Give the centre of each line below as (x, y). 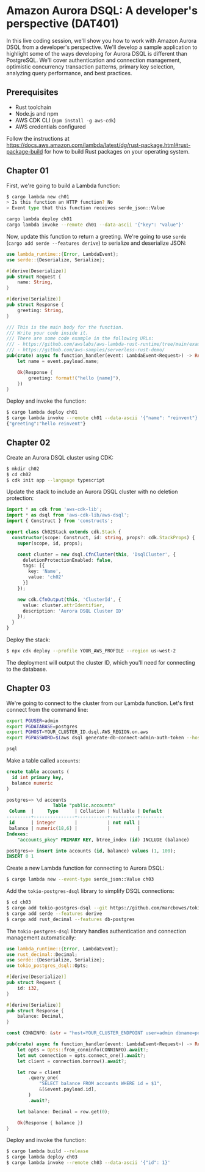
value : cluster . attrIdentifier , (63, 605)
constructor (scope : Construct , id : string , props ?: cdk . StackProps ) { (103, 537)
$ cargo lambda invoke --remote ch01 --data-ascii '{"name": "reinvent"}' (103, 418)
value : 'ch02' (46, 577)
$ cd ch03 (19, 902)
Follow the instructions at (38, 138)
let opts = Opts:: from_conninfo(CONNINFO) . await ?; (83, 1050)
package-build (25, 151)
